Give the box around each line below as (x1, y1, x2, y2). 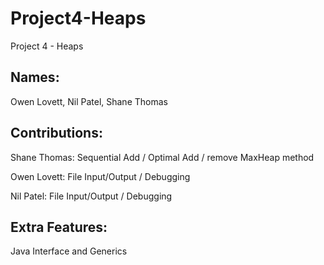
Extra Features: (10, 218, 108, 236)
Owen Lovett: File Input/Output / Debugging (10, 170, 191, 182)
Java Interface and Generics (10, 245, 128, 257)
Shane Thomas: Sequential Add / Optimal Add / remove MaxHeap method (10, 151, 315, 163)
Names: (10, 69, 60, 86)
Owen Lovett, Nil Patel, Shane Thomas (10, 95, 168, 107)
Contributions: (10, 125, 103, 142)
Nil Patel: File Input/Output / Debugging (10, 190, 173, 202)
